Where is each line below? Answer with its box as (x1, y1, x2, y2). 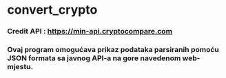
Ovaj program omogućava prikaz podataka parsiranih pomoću (7, 45, 219, 55)
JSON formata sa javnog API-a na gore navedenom (7, 53, 181, 63)
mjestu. (7, 62, 33, 72)
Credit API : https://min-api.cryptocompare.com (7, 27, 173, 36)
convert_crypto (7, 2, 98, 18)
